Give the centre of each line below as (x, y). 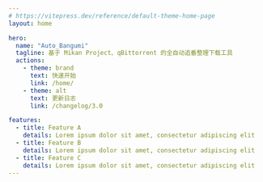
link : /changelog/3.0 (66, 106)
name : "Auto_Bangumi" (52, 45)
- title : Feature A (49, 128)
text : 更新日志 (53, 98)
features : (25, 121)
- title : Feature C (49, 158)
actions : (30, 61)
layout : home (30, 23)
